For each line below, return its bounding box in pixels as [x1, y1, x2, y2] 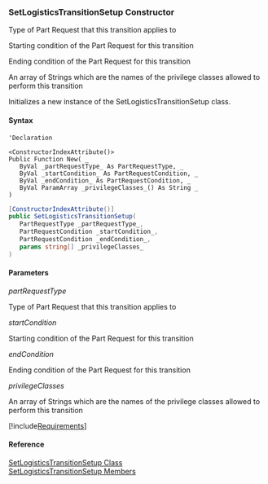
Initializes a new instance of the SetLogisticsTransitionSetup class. [8, 97, 231, 107]
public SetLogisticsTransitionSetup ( [8, 213, 137, 221]
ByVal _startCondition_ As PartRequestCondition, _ [19, 169, 199, 178]
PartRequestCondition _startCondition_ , [19, 227, 159, 236]
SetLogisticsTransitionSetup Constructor [8, 7, 175, 18]
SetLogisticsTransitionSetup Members [8, 467, 136, 477]
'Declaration [8, 134, 53, 142]
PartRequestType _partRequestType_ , [19, 220, 144, 228]
